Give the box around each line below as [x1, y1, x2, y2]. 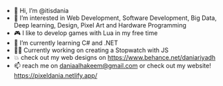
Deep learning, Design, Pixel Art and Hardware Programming [13, 21, 186, 29]
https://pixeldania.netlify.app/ [13, 72, 98, 79]
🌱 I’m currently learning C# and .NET [13, 39, 119, 47]
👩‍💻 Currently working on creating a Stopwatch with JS [13, 46, 169, 54]
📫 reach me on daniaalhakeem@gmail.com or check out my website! [13, 62, 212, 69]
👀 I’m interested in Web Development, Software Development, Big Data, [13, 14, 217, 22]
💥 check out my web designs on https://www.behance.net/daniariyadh [13, 54, 216, 61]
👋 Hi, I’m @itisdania [13, 7, 69, 14]
